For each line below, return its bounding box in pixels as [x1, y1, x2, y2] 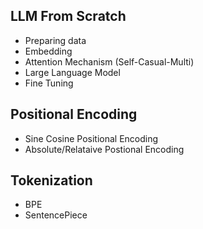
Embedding [24, 45, 73, 57]
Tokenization [10, 172, 93, 189]
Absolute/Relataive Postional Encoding [24, 143, 185, 155]
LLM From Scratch [10, 8, 127, 25]
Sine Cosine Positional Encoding [24, 132, 159, 144]
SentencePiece [24, 209, 88, 221]
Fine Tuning [24, 77, 74, 89]
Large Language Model [24, 66, 121, 78]
